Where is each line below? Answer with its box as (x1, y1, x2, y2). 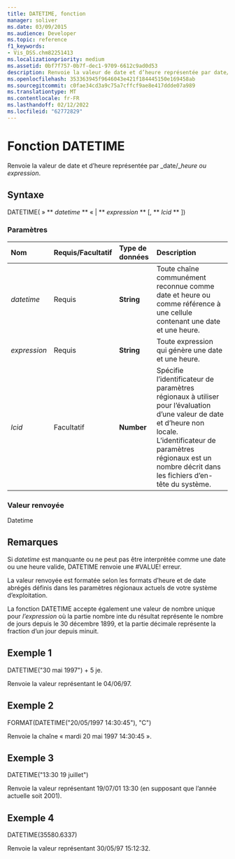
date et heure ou (156, 290, 211, 300)
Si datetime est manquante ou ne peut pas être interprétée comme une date (7, 555, 226, 563)
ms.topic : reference (7, 36, 68, 43)
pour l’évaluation (156, 400, 211, 410)
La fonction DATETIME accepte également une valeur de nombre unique (7, 604, 215, 613)
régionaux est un (156, 453, 212, 462)
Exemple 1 (7, 647, 52, 659)
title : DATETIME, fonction (7, 10, 86, 18)
